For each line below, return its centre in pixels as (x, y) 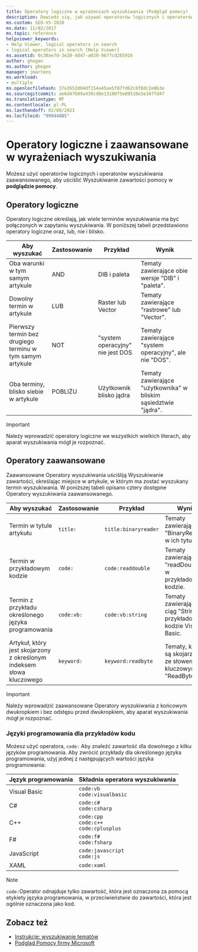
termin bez (24, 334)
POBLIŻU (65, 391)
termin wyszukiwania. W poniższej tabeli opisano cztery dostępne (86, 487)
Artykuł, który (28, 643)
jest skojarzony (30, 650)
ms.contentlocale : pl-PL (37, 105)
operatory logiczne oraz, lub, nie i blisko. (55, 231)
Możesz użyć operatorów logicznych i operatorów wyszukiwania (85, 174)
